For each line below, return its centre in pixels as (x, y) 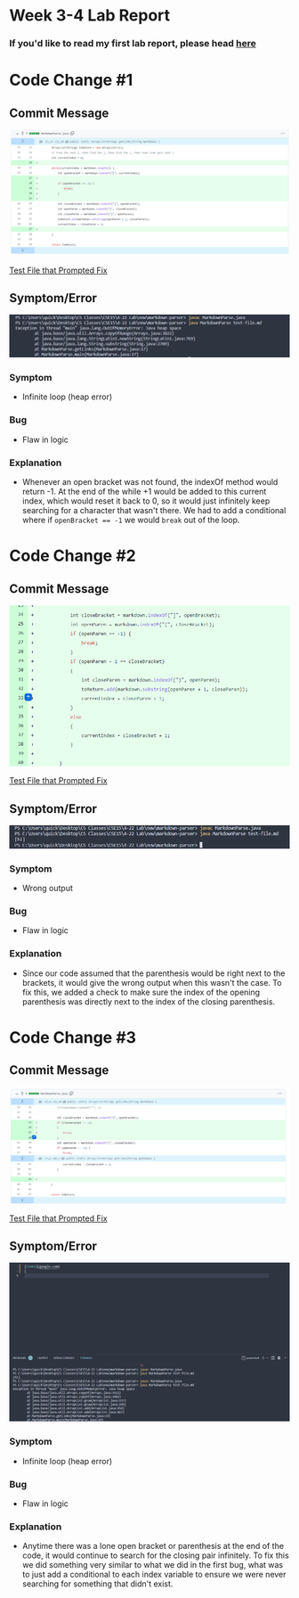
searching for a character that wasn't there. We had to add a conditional (154, 510)
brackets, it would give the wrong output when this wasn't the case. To (152, 982)
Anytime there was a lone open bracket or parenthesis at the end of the (153, 1546)
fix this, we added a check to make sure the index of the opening (141, 992)
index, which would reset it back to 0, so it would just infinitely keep (146, 501)
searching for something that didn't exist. (97, 1584)
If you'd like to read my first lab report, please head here (133, 44)
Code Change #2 (73, 556)
